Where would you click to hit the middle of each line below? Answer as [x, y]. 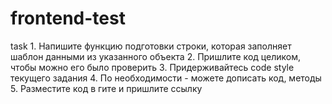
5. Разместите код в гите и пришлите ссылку [106, 88]
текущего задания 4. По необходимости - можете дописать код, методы [166, 78]
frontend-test [68, 18]
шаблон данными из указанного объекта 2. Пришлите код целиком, [155, 56]
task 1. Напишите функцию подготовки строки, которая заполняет [151, 46]
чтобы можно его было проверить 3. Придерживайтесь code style [152, 67]
